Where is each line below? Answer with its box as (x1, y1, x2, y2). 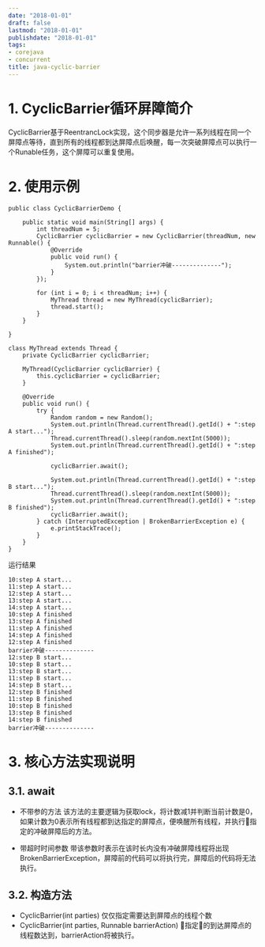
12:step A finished (8, 638, 73, 646)
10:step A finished (8, 610, 73, 618)
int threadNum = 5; (36, 225, 101, 233)
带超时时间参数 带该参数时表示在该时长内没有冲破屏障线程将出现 (19, 843, 230, 853)
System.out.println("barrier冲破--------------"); (64, 261, 233, 269)
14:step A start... (8, 603, 73, 612)
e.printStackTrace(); (50, 524, 122, 532)
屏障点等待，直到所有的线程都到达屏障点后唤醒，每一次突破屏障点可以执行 (8, 137, 250, 146)
